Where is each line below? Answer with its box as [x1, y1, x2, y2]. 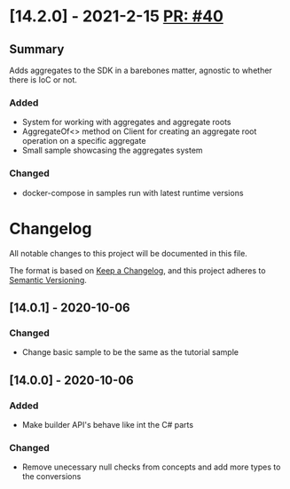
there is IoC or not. [9, 75, 78, 85]
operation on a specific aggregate [21, 136, 146, 146]
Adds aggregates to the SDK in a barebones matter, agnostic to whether [9, 65, 272, 75]
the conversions [21, 471, 82, 482]
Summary [9, 42, 65, 57]
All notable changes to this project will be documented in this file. [9, 248, 248, 258]
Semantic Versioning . [9, 274, 87, 285]
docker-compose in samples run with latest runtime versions [21, 187, 244, 198]
